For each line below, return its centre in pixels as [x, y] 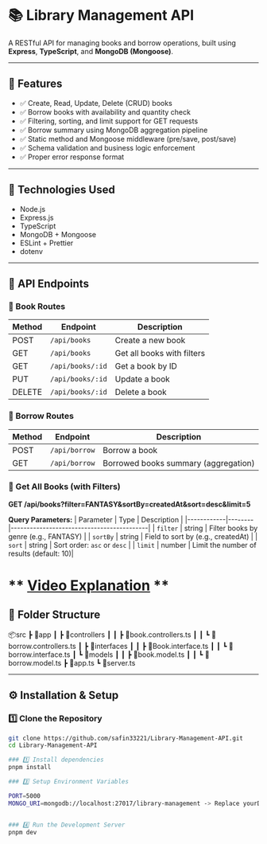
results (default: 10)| [41, 553]
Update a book [143, 379]
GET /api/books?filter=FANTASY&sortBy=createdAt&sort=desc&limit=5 [130, 504]
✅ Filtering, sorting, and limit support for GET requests [109, 121]
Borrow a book [130, 450]
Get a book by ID [146, 366]
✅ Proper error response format [72, 157]
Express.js [37, 217]
